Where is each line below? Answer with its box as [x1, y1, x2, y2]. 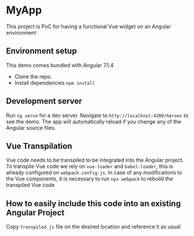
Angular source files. [6, 124, 57, 131]
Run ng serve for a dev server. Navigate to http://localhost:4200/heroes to [6, 112, 189, 119]
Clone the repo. [14, 73, 53, 80]
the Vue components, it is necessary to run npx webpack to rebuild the [6, 175, 174, 182]
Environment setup [6, 46, 77, 56]
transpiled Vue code [6, 182, 55, 189]
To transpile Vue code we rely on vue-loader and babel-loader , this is [6, 163, 174, 170]
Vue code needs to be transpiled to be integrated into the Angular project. [6, 156, 184, 164]
